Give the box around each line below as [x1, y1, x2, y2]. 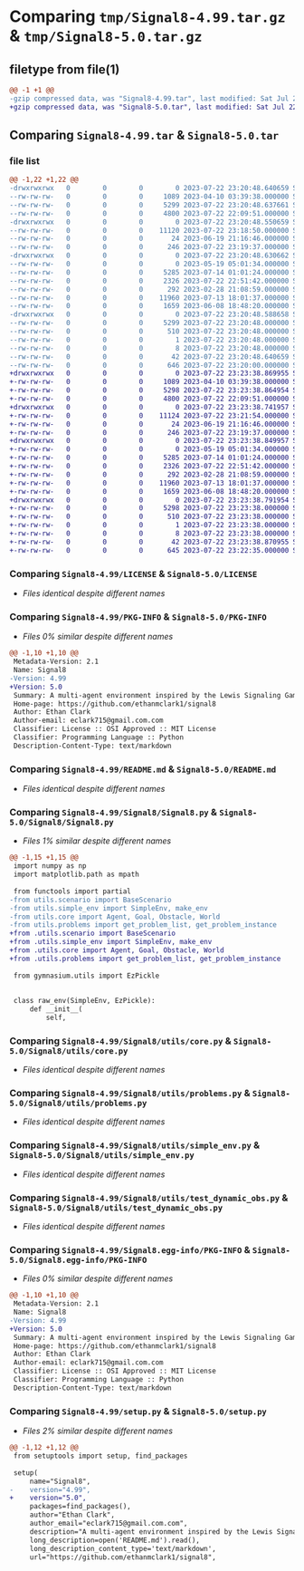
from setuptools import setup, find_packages [13, 1451, 188, 1460]
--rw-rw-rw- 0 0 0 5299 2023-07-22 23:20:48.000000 [9, 319, 290, 328]
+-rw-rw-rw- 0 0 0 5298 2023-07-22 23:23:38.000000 [9, 504, 290, 513]
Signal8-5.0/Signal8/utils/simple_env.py [9, 1151, 195, 1161]
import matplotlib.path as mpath [13, 870, 140, 880]
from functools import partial [13, 886, 131, 896]
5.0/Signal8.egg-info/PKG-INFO [9, 1255, 147, 1265]
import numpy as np [13, 862, 88, 871]
